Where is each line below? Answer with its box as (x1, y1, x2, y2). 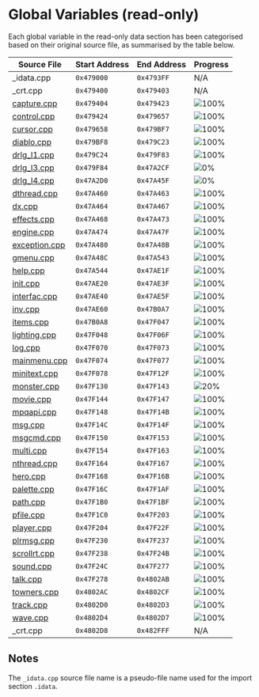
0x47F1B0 (74, 497, 109, 506)
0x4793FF (136, 73, 170, 82)
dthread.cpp (12, 188, 58, 199)
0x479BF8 (74, 137, 109, 146)
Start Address (74, 59, 129, 70)
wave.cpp (12, 612, 49, 623)
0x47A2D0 (74, 176, 109, 185)
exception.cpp (12, 239, 66, 250)
